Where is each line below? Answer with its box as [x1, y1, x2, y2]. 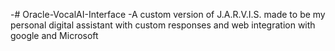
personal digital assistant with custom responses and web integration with [10, 19, 316, 31]
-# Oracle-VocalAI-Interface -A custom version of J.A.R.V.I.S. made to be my [10, 9, 326, 20]
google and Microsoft [10, 30, 99, 41]
